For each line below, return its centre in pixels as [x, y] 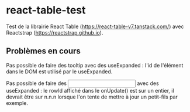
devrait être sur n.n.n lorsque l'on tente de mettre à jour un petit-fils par [92, 97]
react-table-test [46, 10]
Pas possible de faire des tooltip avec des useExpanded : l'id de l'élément [95, 65]
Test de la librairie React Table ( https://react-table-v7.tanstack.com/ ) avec [95, 26]
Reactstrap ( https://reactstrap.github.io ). [55, 32]
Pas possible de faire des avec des [82, 83]
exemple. [17, 103]
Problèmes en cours [43, 51]
